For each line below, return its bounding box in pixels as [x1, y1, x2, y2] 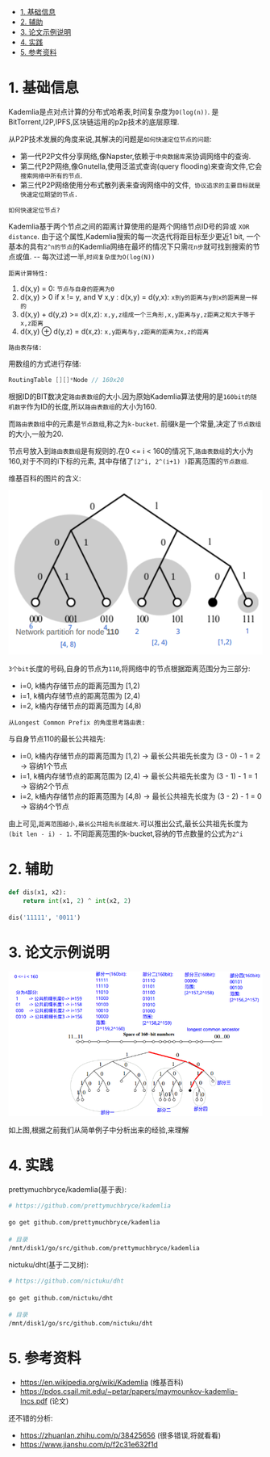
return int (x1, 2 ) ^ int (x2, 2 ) [23, 896, 131, 905]
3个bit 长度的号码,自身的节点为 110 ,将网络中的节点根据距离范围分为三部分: [8, 663, 251, 673]
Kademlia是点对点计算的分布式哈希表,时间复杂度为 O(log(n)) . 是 [8, 107, 219, 116]
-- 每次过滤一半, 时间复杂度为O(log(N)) [33, 251, 156, 261]
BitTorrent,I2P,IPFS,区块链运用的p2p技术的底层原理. [8, 116, 180, 127]
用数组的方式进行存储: [8, 359, 82, 368]
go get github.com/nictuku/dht [8, 1294, 114, 1302]
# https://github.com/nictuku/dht [8, 1277, 125, 1285]
